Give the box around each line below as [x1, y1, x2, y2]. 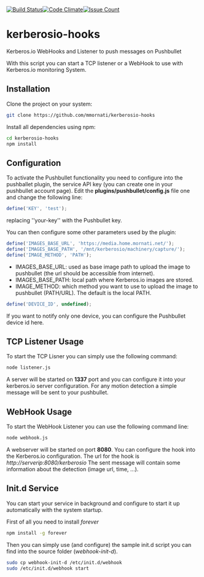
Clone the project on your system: [6, 100, 93, 108]
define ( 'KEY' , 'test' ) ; [6, 206, 68, 212]
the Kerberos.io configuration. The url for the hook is [6, 452, 139, 460]
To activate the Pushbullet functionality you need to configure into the [6, 174, 183, 181]
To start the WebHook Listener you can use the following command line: [6, 423, 189, 430]
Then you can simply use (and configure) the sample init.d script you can [6, 541, 192, 548]
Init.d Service [6, 483, 59, 494]
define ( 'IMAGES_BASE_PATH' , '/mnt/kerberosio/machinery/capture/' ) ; [6, 246, 186, 252]
